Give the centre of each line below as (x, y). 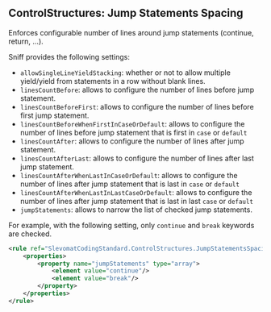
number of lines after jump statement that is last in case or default (130, 184)
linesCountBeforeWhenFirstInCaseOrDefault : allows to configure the (132, 123)
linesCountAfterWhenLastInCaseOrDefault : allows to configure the (129, 175)
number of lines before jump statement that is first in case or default (133, 132)
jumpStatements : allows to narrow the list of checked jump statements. (136, 210)
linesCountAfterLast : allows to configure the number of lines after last (137, 158)
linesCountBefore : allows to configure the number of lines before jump (137, 89)
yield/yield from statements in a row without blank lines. (113, 81)
